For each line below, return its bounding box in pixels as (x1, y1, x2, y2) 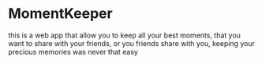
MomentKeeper (8, 5, 113, 23)
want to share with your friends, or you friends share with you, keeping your (8, 38, 255, 48)
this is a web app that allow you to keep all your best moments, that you (8, 30, 241, 40)
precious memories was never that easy (8, 47, 138, 56)
